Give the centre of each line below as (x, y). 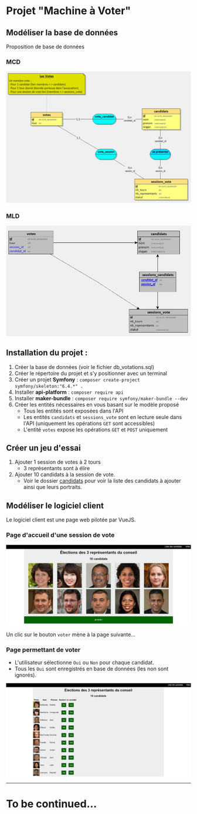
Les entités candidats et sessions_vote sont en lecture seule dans (103, 417)
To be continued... (52, 804)
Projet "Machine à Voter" (68, 11)
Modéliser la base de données (62, 33)
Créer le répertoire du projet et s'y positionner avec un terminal (91, 373)
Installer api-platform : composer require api (69, 392)
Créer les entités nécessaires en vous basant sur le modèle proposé (97, 404)
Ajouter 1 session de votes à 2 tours (57, 462)
